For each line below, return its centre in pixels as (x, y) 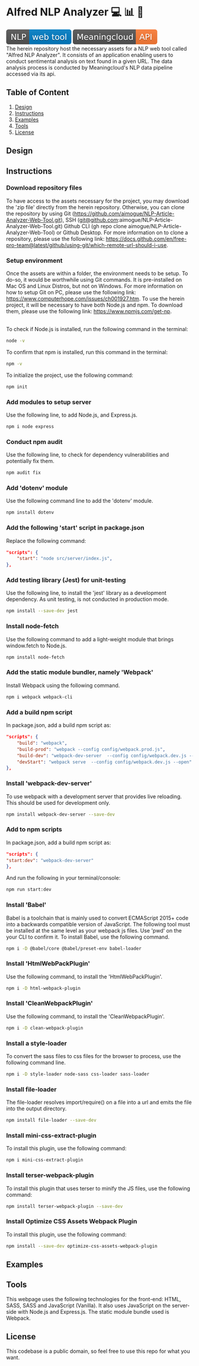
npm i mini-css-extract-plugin (45, 1160)
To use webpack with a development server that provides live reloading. (94, 796)
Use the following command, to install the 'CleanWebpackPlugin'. (85, 1016)
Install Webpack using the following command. (63, 685)
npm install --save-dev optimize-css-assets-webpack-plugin (82, 1246)
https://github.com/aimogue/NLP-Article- (124, 213)
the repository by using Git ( (40, 213)
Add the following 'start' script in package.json (75, 528)
